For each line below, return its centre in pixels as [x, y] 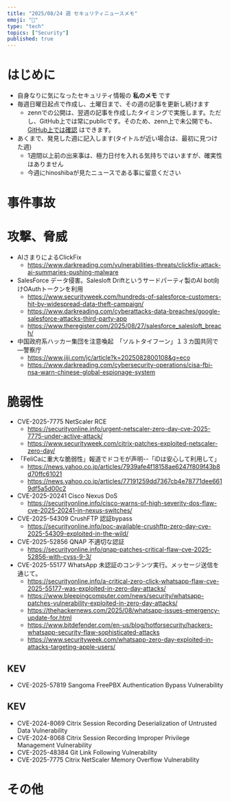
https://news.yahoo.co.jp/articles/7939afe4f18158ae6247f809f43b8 [124, 467]
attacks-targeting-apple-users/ [71, 647]
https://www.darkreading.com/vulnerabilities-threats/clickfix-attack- [124, 265]
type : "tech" [26, 26]
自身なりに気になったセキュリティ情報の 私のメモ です [94, 95]
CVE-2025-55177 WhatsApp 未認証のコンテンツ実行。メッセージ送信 [115, 565]
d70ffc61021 [45, 474]
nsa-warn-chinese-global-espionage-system [91, 372]
